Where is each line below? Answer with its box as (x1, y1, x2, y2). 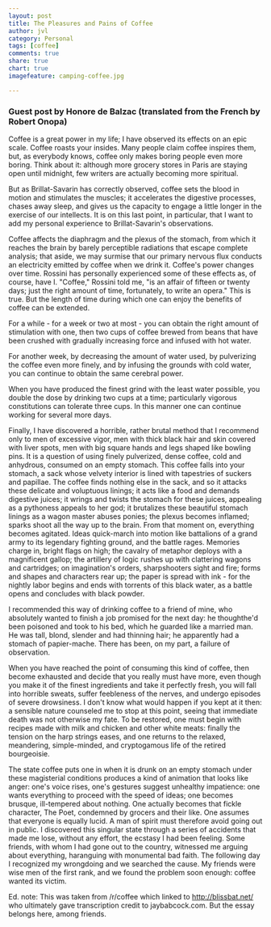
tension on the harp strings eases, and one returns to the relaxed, (8, 731, 226, 741)
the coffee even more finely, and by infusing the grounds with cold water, (8, 360, 252, 369)
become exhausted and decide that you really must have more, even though (8, 672, 261, 681)
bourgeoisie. (8, 748, 50, 758)
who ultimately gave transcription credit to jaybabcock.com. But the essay (8, 900, 255, 910)
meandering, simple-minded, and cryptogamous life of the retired (8, 740, 227, 750)
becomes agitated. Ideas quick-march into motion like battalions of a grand (8, 529, 258, 538)
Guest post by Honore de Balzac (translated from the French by (8, 106, 261, 117)
